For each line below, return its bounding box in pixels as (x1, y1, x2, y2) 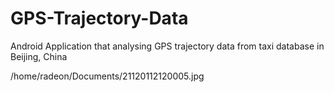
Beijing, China (10, 50, 68, 62)
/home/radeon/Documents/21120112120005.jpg (10, 70, 205, 82)
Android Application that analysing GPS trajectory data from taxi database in (10, 40, 325, 52)
